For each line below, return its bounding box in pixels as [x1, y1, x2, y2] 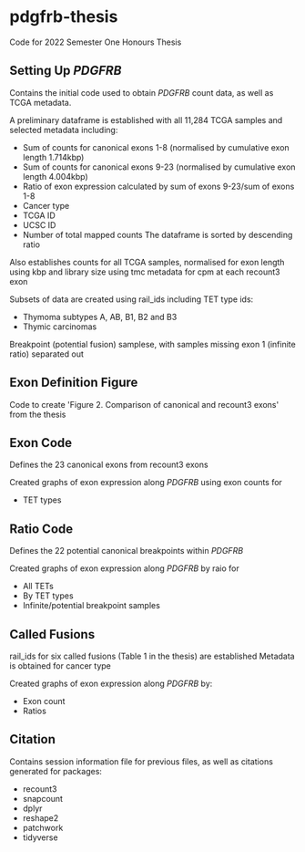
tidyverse [22, 832, 58, 843]
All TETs [22, 581, 55, 592]
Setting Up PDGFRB [9, 63, 122, 78]
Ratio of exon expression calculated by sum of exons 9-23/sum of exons [22, 181, 295, 192]
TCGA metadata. [9, 97, 72, 108]
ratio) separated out [9, 348, 85, 359]
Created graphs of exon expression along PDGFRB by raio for [9, 563, 239, 574]
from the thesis [9, 409, 66, 420]
